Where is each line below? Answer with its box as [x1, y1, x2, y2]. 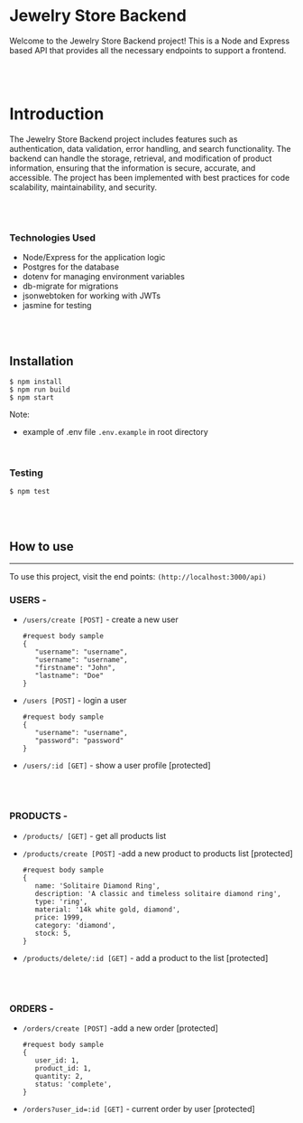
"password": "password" [34, 736, 124, 746]
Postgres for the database [22, 261, 120, 272]
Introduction [9, 104, 105, 125]
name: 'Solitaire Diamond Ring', [34, 881, 161, 891]
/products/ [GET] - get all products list [22, 830, 167, 841]
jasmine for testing [22, 300, 92, 311]
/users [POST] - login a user [22, 695, 128, 706]
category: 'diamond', [34, 920, 116, 930]
